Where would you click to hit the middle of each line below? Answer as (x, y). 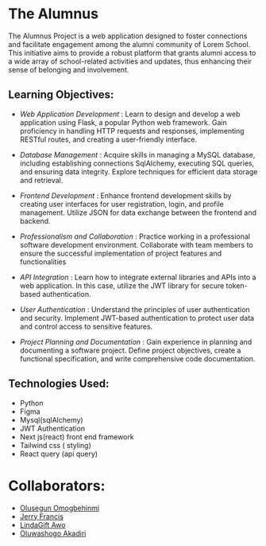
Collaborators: (57, 486)
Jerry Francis (41, 516)
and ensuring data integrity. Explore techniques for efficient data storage (139, 171)
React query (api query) (58, 454)
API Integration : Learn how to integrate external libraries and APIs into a (138, 277)
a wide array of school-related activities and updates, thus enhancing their (130, 61)
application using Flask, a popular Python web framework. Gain (123, 122)
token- (237, 285)
